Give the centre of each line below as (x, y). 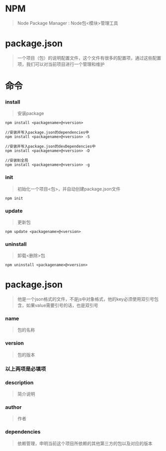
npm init (14, 198)
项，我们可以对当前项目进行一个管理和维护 (61, 64)
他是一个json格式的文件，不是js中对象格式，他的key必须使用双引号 (86, 299)
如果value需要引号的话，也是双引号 (62, 305)
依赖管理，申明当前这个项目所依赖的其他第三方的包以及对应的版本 (85, 443)
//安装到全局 (17, 161)
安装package (31, 113)
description (19, 382)
